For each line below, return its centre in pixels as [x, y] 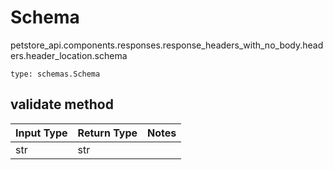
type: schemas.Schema [55, 74]
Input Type [41, 133]
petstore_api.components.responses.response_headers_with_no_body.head [167, 45]
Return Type [107, 133]
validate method [62, 104]
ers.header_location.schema [69, 55]
